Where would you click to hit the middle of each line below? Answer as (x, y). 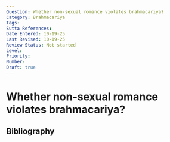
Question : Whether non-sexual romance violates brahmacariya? (85, 12)
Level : (14, 51)
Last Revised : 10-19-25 (36, 39)
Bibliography (30, 131)
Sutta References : (29, 28)
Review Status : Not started (41, 45)
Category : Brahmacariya (36, 17)
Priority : (18, 56)
